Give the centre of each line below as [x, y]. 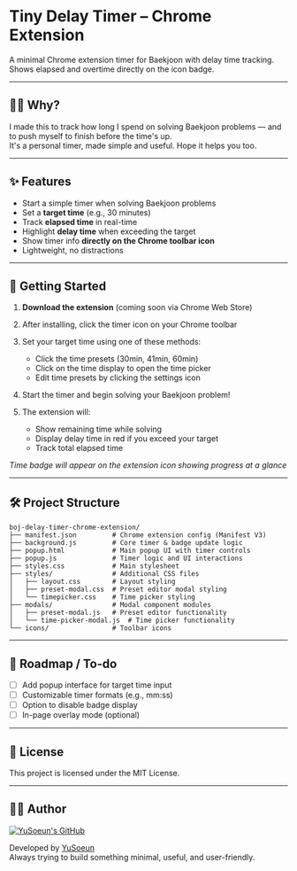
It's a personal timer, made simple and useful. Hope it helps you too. [133, 145]
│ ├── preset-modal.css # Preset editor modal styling [118, 590]
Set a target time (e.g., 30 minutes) [87, 212]
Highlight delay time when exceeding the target [109, 231]
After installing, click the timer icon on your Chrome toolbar [129, 324]
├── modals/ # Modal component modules [110, 605]
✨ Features [40, 182]
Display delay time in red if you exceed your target [127, 439]
